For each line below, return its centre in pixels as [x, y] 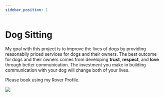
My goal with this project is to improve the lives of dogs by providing [75, 49]
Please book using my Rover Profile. [42, 80]
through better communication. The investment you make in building [75, 65]
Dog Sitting [29, 34]
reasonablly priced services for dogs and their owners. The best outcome [81, 54]
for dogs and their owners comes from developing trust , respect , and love [82, 59]
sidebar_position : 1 [27, 10]
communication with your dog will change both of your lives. [67, 70]
